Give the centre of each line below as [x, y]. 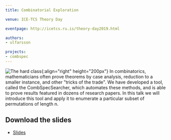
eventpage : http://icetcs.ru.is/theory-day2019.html [63, 29]
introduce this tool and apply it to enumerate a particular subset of [75, 98]
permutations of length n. [32, 104]
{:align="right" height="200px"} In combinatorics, [94, 71]
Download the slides [38, 120]
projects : [16, 52]
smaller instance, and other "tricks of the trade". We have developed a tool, [84, 82]
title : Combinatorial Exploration [42, 10]
